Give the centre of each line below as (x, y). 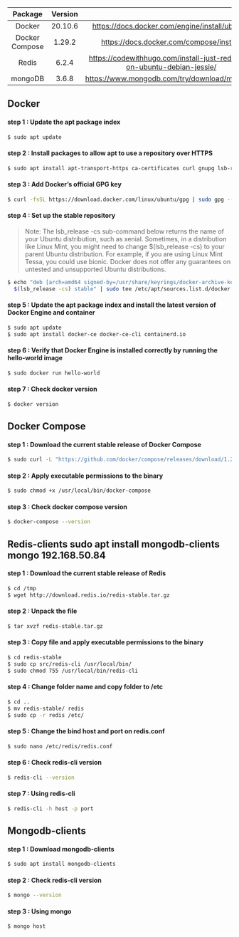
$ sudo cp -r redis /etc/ (46, 715)
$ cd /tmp (22, 588)
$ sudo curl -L (30, 460)
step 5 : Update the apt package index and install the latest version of (112, 305)
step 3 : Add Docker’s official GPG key (65, 184)
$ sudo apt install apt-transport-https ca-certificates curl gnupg (111, 168)
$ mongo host (27, 926)
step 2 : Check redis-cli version (54, 880)
